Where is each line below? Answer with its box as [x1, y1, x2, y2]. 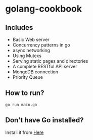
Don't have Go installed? [5, 116, 84, 124]
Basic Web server [12, 36, 50, 42]
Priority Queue [12, 74, 43, 80]
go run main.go [5, 102, 37, 107]
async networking [12, 48, 51, 53]
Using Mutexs [12, 53, 42, 59]
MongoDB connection [12, 69, 59, 75]
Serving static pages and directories [12, 58, 88, 64]
